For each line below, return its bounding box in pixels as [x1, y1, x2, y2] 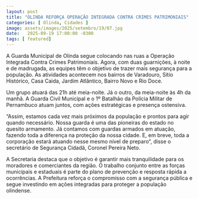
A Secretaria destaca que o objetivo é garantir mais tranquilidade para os [6, 156, 184, 162]
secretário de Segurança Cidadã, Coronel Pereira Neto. [6, 144, 141, 151]
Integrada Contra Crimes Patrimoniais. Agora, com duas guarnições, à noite [6, 58, 190, 66]
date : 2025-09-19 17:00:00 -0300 [6, 31, 94, 37]
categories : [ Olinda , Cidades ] [6, 19, 89, 25]
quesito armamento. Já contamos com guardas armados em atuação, [6, 125, 176, 132]
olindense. [6, 187, 32, 194]
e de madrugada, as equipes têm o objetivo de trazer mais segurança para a [6, 65, 192, 71]
